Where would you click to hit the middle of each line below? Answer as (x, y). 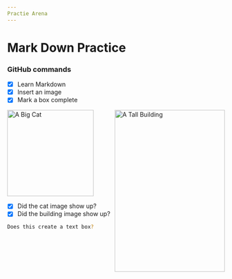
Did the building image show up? (64, 214)
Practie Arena (28, 13)
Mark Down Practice (67, 47)
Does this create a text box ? (51, 227)
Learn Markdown (41, 84)
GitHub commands (39, 69)
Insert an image (39, 92)
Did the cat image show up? (57, 206)
